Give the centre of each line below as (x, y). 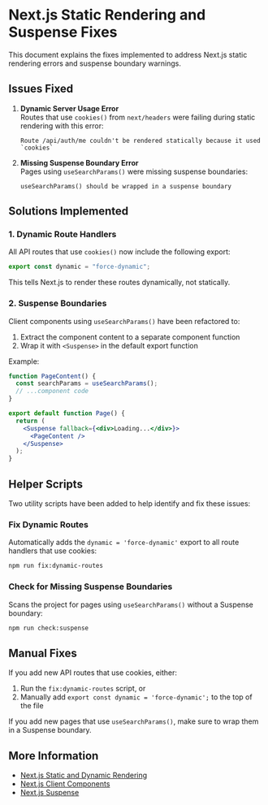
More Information (54, 756)
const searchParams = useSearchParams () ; (87, 383)
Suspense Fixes (63, 32)
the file (32, 706)
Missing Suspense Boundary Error (79, 162)
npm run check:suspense (49, 628)
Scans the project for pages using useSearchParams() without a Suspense (131, 604)
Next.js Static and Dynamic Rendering (84, 775)
